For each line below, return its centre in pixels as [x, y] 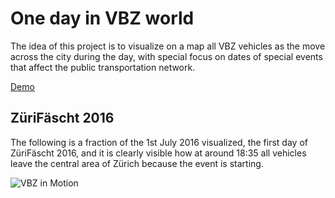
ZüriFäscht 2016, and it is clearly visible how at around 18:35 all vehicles [158, 153]
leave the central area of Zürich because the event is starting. [137, 163]
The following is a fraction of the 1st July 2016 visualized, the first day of [159, 142]
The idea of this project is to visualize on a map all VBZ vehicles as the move [168, 46]
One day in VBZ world [102, 18]
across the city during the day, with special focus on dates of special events [166, 56]
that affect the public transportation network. [103, 67]
